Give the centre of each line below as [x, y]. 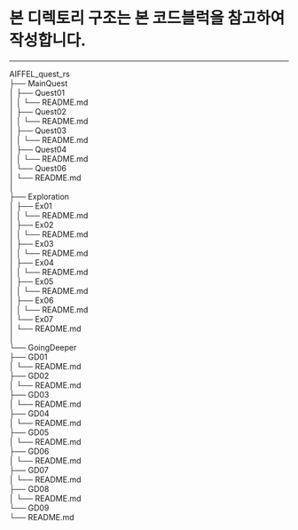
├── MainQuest [39, 83]
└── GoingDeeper [43, 347]
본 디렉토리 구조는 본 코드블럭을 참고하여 [147, 18]
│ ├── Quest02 [38, 111]
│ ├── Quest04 [38, 149]
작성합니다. [48, 40]
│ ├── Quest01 [37, 92]
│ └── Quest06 [38, 168]
